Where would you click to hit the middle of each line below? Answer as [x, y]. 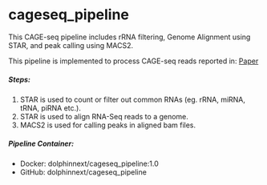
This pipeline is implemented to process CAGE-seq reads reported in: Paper [133, 61]
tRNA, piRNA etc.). [51, 108]
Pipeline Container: [41, 143]
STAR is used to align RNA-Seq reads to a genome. [104, 116]
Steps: [19, 79]
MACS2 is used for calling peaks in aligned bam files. [108, 125]
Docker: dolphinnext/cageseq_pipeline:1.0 [89, 163]
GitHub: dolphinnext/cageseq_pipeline [83, 172]
